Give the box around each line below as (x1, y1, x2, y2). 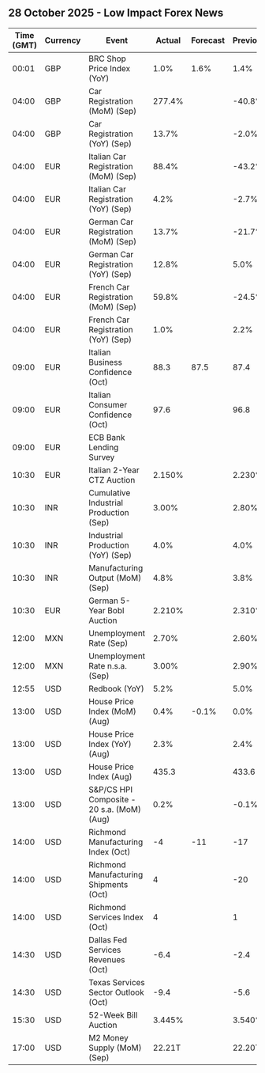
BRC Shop (88, 53, 126, 64)
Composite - (88, 794, 136, 805)
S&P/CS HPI (88, 783, 133, 794)
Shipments (88, 878, 129, 889)
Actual (155, 35, 181, 46)
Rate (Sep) (88, 637, 129, 648)
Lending (88, 442, 119, 453)
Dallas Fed (88, 934, 128, 945)
